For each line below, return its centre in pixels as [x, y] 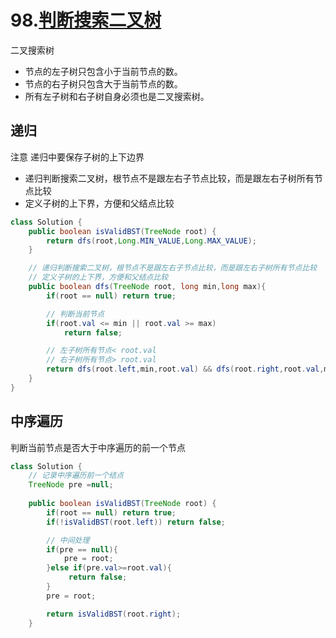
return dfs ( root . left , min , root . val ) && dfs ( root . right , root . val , [185, 369]
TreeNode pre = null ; [71, 485]
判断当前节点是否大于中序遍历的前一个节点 [98, 447]
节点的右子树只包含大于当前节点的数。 [103, 83]
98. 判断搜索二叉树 [86, 20]
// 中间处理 [68, 540]
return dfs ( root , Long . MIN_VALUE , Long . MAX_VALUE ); [151, 241]
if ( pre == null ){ [82, 549]
